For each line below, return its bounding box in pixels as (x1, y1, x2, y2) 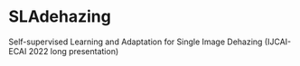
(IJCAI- (264, 36, 292, 47)
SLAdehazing (8, 6, 112, 27)
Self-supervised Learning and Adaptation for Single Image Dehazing (8, 36, 263, 47)
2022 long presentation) (28, 45, 119, 56)
